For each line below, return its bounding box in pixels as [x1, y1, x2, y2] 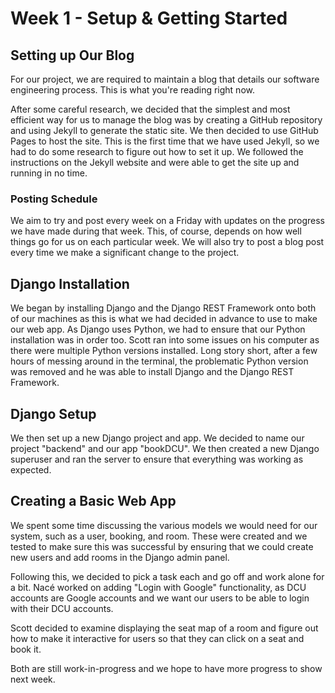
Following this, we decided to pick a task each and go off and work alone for [10, 570, 325, 582]
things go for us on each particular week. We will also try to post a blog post [10, 236, 325, 248]
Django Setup [10, 405, 97, 422]
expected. [10, 463, 52, 476]
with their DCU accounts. [10, 602, 114, 614]
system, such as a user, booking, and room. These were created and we [10, 530, 308, 542]
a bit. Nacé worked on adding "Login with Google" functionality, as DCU [10, 581, 307, 593]
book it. [10, 643, 42, 655]
